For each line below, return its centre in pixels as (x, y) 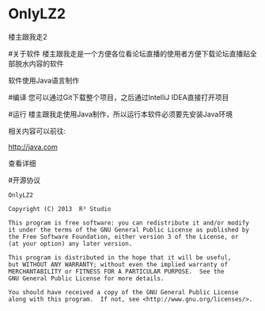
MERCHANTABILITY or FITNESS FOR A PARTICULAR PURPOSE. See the (116, 271)
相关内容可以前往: (37, 131)
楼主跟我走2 (28, 36)
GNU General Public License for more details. (86, 278)
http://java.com (33, 147)
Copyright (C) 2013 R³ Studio (60, 209)
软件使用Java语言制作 (44, 80)
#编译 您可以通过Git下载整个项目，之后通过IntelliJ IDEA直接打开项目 (119, 97)
